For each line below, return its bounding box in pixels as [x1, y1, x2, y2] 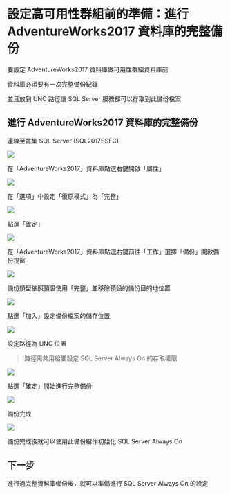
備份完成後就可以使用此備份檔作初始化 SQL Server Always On [7, 437, 183, 446]
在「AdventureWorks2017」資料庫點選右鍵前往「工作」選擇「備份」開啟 [7, 247, 213, 256]
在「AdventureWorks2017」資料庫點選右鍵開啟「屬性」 [7, 164, 165, 173]
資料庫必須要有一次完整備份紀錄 [7, 80, 98, 88]
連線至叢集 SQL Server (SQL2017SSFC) [7, 136, 119, 145]
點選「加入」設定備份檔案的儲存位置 [7, 311, 111, 319]
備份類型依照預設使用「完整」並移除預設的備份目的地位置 [7, 283, 171, 292]
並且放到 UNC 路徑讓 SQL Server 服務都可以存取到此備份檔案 [7, 94, 182, 103]
